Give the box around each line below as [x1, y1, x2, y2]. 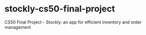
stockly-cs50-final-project [4, 3, 115, 14]
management [4, 24, 31, 30]
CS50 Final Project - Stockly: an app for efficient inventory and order [4, 19, 142, 25]
